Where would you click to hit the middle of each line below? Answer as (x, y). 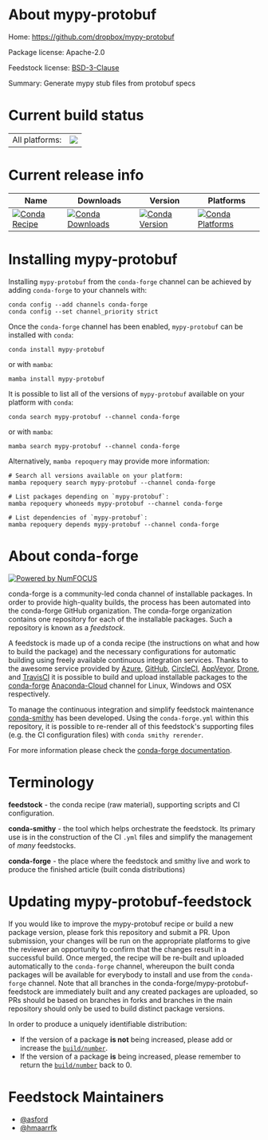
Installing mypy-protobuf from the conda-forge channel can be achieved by (130, 282)
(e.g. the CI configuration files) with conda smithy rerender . (106, 735)
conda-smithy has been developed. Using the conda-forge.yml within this (129, 718)
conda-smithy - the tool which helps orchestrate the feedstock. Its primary (132, 828)
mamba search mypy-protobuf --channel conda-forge (94, 446)
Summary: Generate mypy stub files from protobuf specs (102, 83)
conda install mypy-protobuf (57, 349)
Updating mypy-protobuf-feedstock (130, 901)
